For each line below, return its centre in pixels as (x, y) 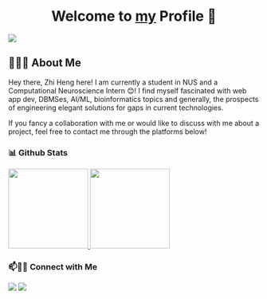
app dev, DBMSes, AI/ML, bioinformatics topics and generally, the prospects (133, 99)
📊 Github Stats (38, 152)
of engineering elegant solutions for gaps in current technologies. (116, 108)
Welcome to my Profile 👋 (134, 16)
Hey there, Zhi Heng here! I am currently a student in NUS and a (113, 82)
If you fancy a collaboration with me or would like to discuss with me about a (134, 123)
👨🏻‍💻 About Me (45, 63)
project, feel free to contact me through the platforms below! (108, 132)
